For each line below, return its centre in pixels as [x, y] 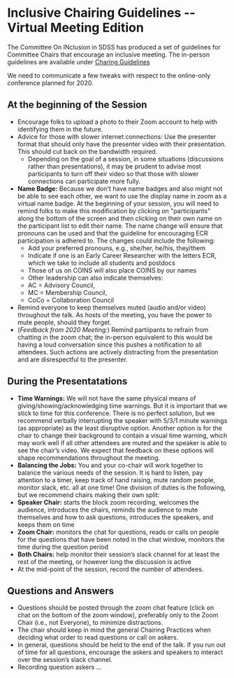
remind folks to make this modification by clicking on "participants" [114, 210]
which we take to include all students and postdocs [102, 263]
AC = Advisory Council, [61, 285]
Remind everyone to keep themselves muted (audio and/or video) [111, 307]
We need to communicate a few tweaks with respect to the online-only [109, 75]
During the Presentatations [67, 381]
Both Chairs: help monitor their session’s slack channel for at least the [118, 554]
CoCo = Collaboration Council [71, 300]
